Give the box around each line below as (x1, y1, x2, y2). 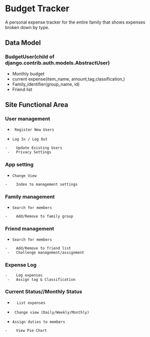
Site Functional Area (5, 101, 69, 109)
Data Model (5, 39, 41, 47)
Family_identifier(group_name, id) (12, 81, 80, 87)
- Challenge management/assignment (7, 250, 84, 255)
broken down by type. (5, 24, 50, 30)
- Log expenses (5, 273, 43, 278)
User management (5, 115, 50, 122)
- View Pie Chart (5, 328, 48, 333)
